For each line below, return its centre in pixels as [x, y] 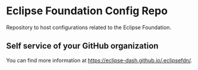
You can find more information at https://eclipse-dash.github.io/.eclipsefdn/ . [99, 60]
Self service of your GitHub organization [82, 46]
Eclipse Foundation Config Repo [87, 11]
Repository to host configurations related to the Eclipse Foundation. [89, 27]
